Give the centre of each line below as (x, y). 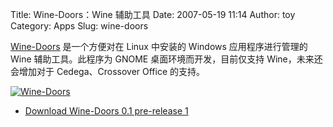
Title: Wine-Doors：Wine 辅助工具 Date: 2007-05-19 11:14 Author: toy (153, 14)
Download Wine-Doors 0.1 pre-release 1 (106, 111)
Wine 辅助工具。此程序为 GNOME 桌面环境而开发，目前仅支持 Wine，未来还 (166, 59)
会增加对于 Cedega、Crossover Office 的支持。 (108, 71)
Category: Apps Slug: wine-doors (79, 26)
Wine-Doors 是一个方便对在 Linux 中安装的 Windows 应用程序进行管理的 (159, 46)
